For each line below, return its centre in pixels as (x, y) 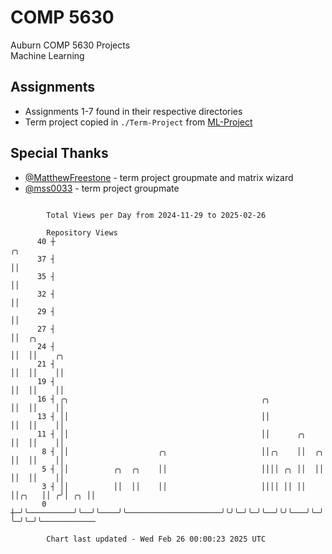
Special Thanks (59, 153)
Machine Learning (47, 55)
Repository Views (82, 232)
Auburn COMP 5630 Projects (70, 45)
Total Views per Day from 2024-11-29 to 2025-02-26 (156, 215)
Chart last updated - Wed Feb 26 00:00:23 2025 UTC (156, 539)
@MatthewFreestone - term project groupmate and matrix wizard (159, 177)
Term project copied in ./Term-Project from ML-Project (138, 122)
